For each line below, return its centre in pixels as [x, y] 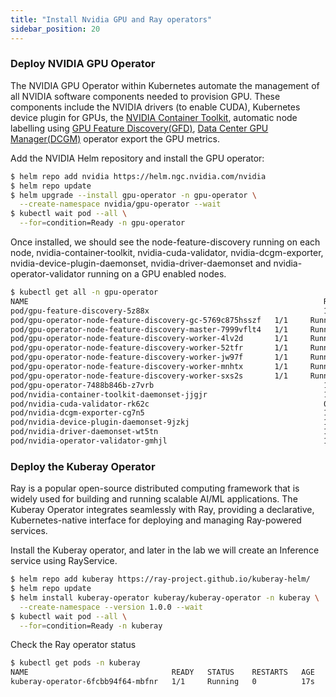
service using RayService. [64, 561]
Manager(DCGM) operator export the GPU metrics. [115, 138]
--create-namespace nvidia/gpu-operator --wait [120, 204]
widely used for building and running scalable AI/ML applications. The [154, 499]
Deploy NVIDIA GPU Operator [83, 64]
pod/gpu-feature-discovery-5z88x [80, 311]
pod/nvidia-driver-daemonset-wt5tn [84, 432]
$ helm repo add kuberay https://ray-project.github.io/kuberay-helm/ [160, 579]
